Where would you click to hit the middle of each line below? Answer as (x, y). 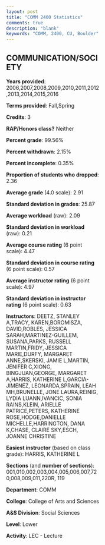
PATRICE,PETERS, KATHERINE (43, 411)
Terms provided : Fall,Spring (40, 105)
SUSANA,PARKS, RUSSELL (39, 341)
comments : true (25, 23)
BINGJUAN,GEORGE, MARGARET (47, 373)
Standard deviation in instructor (46, 298)
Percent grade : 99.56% (35, 140)
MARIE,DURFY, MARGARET (39, 354)
